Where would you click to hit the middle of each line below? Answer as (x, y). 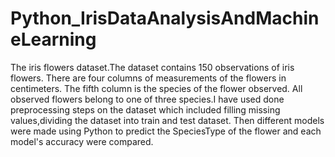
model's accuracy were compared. (82, 141)
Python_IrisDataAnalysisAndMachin (165, 18)
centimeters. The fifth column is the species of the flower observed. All (156, 88)
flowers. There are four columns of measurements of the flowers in (148, 78)
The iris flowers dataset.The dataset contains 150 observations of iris (152, 67)
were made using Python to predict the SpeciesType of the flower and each (166, 131)
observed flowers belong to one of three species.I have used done (147, 99)
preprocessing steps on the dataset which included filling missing (145, 109)
